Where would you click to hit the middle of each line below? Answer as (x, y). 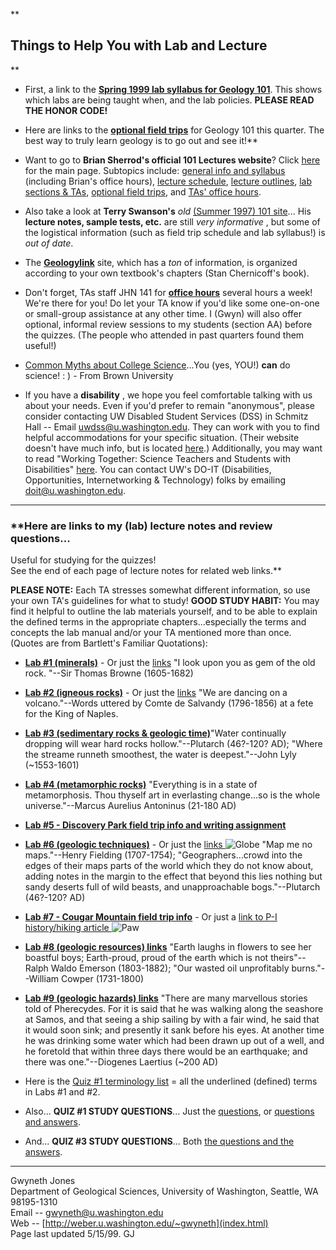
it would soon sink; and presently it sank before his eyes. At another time (174, 1030)
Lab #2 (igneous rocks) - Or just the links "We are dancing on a (156, 693)
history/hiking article (67, 928)
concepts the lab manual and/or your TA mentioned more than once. (151, 633)
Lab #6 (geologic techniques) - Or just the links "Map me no (168, 845)
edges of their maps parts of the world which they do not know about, (169, 866)
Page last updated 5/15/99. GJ (72, 1234)
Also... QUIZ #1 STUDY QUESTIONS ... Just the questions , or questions (169, 1111)
